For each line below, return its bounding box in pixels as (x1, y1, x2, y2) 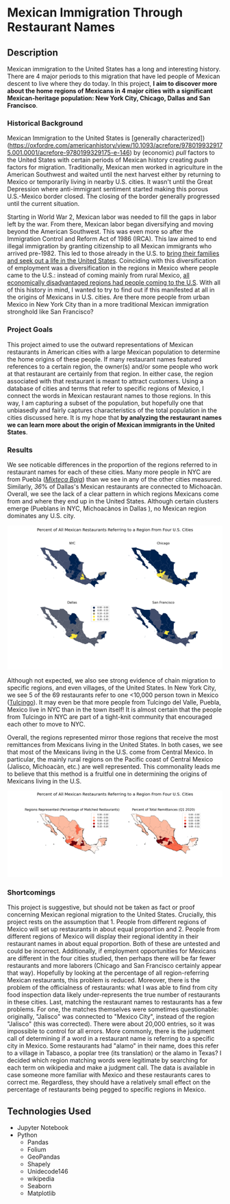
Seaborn (27, 1181, 52, 1190)
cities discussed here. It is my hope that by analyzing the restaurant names (7, 413, 222, 421)
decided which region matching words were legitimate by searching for (7, 1057, 208, 1065)
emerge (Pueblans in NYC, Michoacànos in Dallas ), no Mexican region (7, 504, 207, 512)
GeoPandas (27, 1153, 60, 1161)
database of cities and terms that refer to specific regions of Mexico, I (7, 384, 204, 392)
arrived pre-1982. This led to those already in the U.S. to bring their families (7, 249, 220, 258)
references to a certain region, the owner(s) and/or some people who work (7, 362, 218, 370)
